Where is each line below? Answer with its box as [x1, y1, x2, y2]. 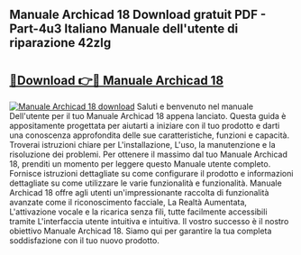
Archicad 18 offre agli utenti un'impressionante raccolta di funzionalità [9, 187, 269, 197]
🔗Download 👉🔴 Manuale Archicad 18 [9, 72, 223, 88]
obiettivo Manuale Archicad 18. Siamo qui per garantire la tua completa [9, 225, 272, 236]
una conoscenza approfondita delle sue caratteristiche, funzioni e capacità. [9, 130, 290, 141]
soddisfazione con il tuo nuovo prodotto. [9, 235, 160, 246]
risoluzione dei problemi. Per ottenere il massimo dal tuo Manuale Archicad [9, 149, 288, 159]
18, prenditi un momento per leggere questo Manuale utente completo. [9, 159, 271, 169]
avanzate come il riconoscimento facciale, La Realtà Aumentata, [9, 197, 248, 207]
